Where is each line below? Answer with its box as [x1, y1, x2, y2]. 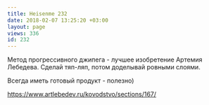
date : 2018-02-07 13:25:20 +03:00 [7, 17, 109, 24]
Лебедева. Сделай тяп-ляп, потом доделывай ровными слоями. [7, 63, 201, 71]
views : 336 [7, 29, 39, 37]
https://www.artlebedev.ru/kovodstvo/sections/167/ [7, 90, 157, 99]
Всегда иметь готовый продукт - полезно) [7, 76, 134, 85]
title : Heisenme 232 [7, 10, 68, 17]
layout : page [7, 23, 46, 30]
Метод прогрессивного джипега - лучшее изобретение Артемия [7, 55, 203, 64]
